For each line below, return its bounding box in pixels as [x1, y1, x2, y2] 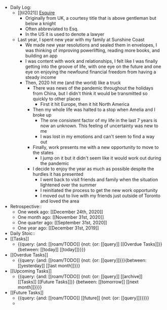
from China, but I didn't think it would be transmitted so [32, 91, 148, 96]
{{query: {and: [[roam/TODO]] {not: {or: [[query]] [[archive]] [17, 274, 143, 279]
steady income [25, 74, 57, 80]
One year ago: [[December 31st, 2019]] [17, 225, 99, 231]
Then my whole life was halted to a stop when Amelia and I [32, 106, 155, 112]
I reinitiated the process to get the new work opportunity [40, 187, 158, 193]
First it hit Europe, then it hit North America [40, 101, 130, 107]
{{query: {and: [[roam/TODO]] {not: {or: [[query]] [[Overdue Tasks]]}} [17, 241, 162, 247]
